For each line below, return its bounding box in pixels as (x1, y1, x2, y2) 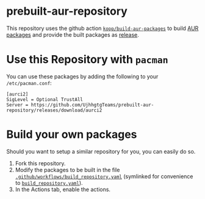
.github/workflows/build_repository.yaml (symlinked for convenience (15, 173, 193, 180)
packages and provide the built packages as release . (6, 31, 139, 38)
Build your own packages (6, 127, 137, 141)
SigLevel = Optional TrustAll (6, 96, 84, 102)
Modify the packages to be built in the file (15, 166, 120, 173)
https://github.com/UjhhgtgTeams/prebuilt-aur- (31, 102, 154, 108)
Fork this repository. (15, 159, 66, 167)
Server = (6, 102, 29, 108)
